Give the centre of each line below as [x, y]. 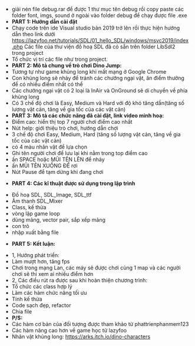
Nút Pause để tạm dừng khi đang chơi [57, 172]
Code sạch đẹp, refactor [41, 305]
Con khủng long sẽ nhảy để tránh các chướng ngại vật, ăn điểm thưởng [98, 78]
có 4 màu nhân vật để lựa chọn [49, 147]
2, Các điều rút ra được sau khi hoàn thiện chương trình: [80, 280]
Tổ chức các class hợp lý [42, 286]
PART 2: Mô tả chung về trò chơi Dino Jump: [67, 65]
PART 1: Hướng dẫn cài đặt [44, 22]
